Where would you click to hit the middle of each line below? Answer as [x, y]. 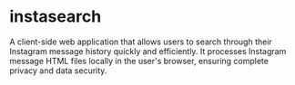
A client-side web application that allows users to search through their [141, 42]
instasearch [56, 17]
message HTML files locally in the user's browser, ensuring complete [139, 61]
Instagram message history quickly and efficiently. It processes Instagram [148, 51]
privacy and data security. [58, 71]
